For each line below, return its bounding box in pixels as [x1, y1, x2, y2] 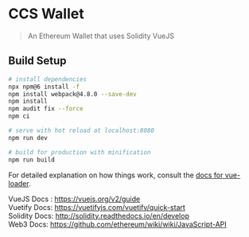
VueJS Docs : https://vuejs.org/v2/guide [8, 194, 141, 204]
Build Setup [8, 54, 67, 68]
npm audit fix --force [8, 105, 84, 113]
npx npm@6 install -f [8, 83, 80, 91]
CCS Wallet [8, 5, 85, 23]
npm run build [8, 156, 56, 164]
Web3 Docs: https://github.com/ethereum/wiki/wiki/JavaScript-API [8, 220, 227, 229]
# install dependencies [8, 75, 88, 84]
